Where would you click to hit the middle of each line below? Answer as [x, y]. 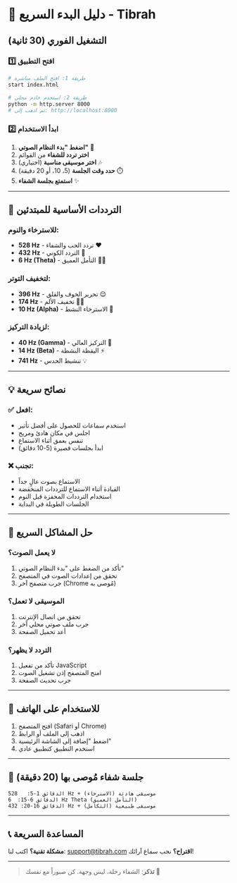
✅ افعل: [20, 410]
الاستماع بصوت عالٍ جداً [49, 481]
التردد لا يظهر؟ [30, 650]
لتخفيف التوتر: [30, 279]
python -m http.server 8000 [49, 104]
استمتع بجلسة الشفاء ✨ [49, 181]
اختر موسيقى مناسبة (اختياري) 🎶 [60, 162]
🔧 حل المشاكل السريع [51, 533]
